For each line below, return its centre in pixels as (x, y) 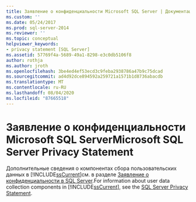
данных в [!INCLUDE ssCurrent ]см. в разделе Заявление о (78, 174)
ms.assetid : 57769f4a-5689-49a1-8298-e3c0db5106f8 (69, 55)
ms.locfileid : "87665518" (37, 98)
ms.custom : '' (23, 17)
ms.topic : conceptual (32, 39)
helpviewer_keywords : (32, 44)
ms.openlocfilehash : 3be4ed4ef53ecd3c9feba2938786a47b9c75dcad (85, 71)
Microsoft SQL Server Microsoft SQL (95, 139)
